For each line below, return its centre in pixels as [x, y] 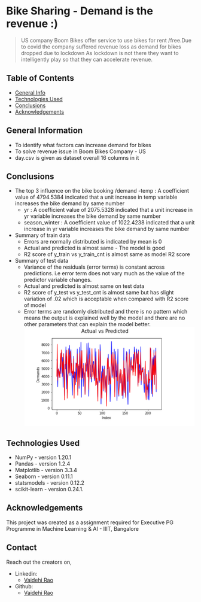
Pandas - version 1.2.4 [42, 463]
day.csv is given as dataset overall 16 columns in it [77, 157]
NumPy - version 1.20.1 [43, 457]
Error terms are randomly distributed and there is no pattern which [106, 312]
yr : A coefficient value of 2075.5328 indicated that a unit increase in [108, 210]
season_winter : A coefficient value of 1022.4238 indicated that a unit [109, 223]
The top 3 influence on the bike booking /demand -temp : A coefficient [102, 191]
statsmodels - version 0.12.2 [50, 482]
